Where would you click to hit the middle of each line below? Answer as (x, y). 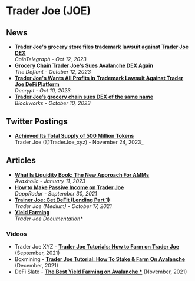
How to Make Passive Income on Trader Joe (69, 187)
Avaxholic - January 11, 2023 (50, 181)
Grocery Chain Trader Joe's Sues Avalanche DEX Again (84, 65)
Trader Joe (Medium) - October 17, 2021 (63, 206)
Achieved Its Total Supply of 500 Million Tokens (74, 135)
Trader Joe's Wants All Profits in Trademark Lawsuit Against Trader (99, 78)
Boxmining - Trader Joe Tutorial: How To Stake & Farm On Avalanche (100, 259)
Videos (16, 234)
